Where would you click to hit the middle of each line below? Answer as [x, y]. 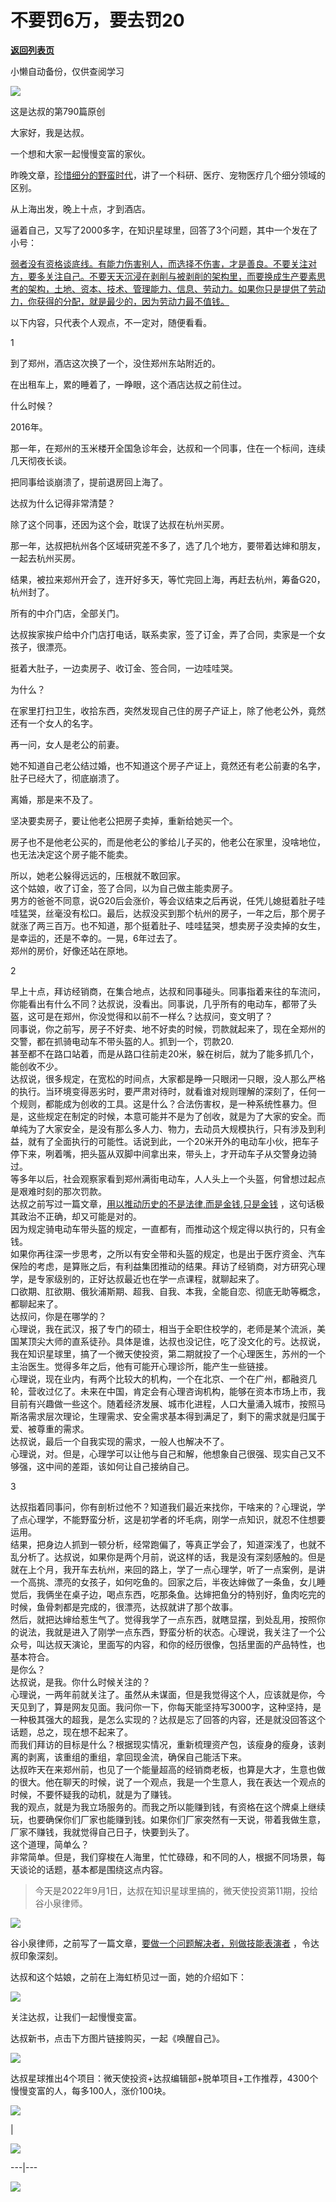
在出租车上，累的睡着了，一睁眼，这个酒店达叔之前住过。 [128, 384]
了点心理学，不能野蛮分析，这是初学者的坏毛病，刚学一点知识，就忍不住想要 [168, 1519]
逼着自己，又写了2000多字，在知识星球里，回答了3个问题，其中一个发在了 [164, 230]
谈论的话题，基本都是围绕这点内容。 [93, 1869]
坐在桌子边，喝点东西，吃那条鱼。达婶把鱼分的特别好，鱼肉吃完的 [189, 1594]
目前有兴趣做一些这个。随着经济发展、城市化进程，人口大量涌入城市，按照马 [168, 1403]
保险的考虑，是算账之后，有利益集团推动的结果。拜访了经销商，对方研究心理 [168, 1266]
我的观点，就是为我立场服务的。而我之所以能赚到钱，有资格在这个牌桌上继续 [168, 1807]
